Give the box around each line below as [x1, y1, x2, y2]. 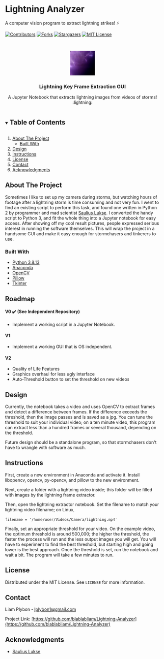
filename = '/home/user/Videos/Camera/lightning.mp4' [5, 517, 118, 522]
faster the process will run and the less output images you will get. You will [5, 536, 156, 542]
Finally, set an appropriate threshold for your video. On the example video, [5, 526, 156, 532]
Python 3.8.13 [12, 259, 40, 265]
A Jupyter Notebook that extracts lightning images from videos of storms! [8, 94, 157, 100]
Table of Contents [9, 118, 65, 126]
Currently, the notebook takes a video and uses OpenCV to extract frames [5, 404, 155, 409]
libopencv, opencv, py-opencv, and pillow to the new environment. [5, 477, 140, 483]
